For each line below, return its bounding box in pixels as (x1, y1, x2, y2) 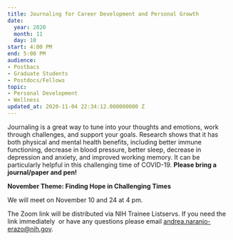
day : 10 (14, 37, 37, 44)
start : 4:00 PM (7, 43, 53, 51)
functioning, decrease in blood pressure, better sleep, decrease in (7, 145, 202, 154)
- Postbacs (7, 63, 40, 71)
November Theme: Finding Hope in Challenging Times (7, 182, 171, 190)
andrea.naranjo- (163, 216, 212, 225)
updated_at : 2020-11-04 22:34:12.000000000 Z (7, 103, 145, 110)
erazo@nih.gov (7, 224, 52, 233)
